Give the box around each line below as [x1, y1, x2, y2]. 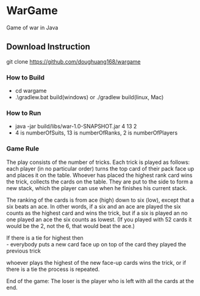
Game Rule [6, 144, 40, 153]
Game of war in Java [6, 24, 59, 31]
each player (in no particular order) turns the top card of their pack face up [6, 165, 195, 172]
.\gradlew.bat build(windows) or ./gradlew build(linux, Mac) [15, 94, 164, 101]
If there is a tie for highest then [6, 234, 84, 242]
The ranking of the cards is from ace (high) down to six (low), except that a [6, 196, 195, 204]
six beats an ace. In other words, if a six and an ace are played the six [6, 202, 181, 210]
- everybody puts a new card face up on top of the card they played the [6, 240, 187, 248]
